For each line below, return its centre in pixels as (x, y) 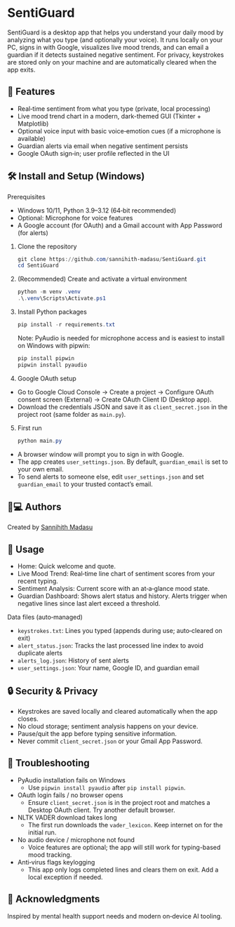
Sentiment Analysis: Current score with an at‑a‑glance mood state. (113, 589)
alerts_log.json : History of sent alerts (73, 660)
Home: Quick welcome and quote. (67, 566)
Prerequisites (26, 196)
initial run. (42, 832)
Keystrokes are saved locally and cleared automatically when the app (117, 711)
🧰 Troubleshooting (48, 763)
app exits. (21, 69)
